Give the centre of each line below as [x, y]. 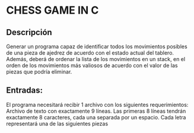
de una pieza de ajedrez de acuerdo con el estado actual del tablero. [90, 53]
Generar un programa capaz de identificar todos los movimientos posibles [97, 46]
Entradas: [25, 91]
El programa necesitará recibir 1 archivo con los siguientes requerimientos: [97, 104]
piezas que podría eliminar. [39, 72]
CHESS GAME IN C [53, 10]
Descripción [29, 32]
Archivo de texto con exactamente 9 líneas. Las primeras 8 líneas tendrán [96, 111]
